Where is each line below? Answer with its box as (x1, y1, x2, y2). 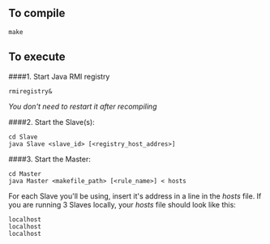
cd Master (8, 169, 42, 178)
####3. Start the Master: (8, 154, 92, 164)
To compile (8, 6, 66, 20)
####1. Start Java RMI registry (8, 71, 110, 81)
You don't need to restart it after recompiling (8, 101, 157, 111)
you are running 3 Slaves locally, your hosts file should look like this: (8, 199, 237, 209)
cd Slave (8, 133, 38, 141)
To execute (8, 50, 66, 64)
